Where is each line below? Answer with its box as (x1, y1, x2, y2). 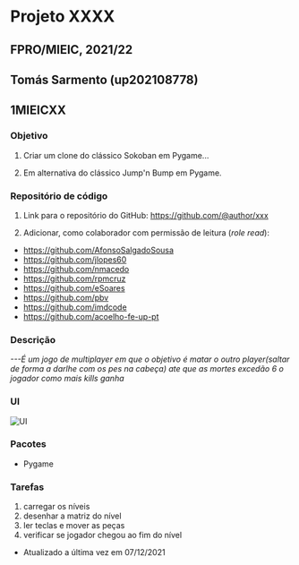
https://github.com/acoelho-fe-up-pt (22, 311, 159, 321)
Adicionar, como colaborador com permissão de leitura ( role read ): (22, 227, 269, 238)
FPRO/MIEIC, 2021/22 (10, 42, 133, 57)
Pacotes (10, 438, 47, 450)
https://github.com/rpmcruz (22, 273, 126, 284)
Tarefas (10, 481, 45, 493)
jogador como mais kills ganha (10, 373, 124, 384)
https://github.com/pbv (22, 292, 109, 303)
